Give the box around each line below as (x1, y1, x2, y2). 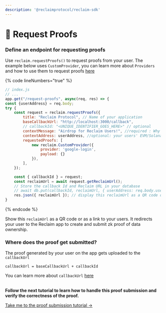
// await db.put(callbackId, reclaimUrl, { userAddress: (14, 188, 134, 193)
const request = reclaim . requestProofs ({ (14, 110, 100, 115)
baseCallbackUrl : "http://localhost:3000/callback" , (23, 119, 134, 124)
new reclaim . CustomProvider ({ (31, 142, 94, 148)
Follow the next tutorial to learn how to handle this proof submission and (5, 288, 157, 294)
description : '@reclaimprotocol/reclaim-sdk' (5, 7, 100, 12)
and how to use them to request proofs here (5, 68, 95, 74)
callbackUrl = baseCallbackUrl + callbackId (5, 264, 98, 269)
